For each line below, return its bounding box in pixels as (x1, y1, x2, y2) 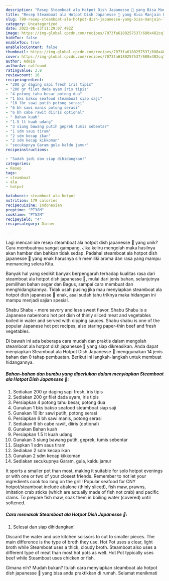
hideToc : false (6, 36, 38, 41)
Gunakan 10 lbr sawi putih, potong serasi (13, 410, 97, 416)
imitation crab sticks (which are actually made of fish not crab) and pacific (6, 489, 159, 495)
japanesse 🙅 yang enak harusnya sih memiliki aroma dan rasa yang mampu (6, 255, 161, 261)
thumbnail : (6, 49, 29, 54)
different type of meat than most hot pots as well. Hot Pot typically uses (6, 550, 154, 556)
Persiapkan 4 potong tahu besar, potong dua (13, 399, 106, 405)
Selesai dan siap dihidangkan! (13, 524, 75, 530)
